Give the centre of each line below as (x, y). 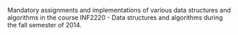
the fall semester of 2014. (44, 25)
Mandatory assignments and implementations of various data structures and (119, 10)
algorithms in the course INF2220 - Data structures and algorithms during (115, 17)
